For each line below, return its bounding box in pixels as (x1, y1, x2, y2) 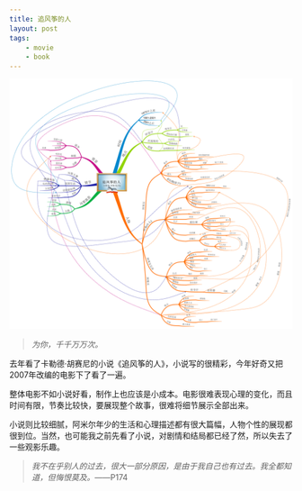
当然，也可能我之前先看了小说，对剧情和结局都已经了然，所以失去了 (40, 431, 293, 441)
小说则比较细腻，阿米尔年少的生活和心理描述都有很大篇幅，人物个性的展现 (9, 419, 285, 430)
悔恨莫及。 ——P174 (55, 472, 129, 483)
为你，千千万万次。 (31, 339, 103, 350)
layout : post (9, 23, 58, 33)
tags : (9, 33, 30, 42)
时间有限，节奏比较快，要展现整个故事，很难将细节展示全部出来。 (9, 400, 253, 411)
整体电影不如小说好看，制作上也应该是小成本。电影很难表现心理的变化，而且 (9, 388, 293, 400)
